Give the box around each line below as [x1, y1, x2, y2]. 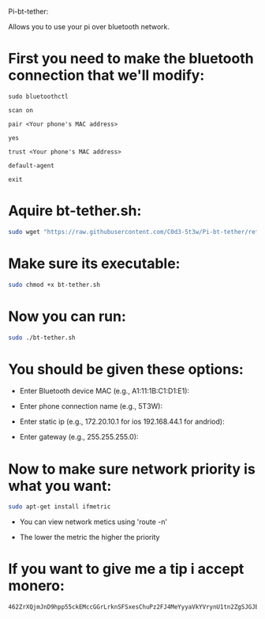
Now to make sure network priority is [8, 460, 256, 477]
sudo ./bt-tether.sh [8, 334, 77, 342]
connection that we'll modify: [8, 66, 205, 85]
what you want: [8, 477, 112, 495]
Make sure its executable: [8, 255, 181, 272]
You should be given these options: [8, 360, 244, 378]
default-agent [8, 161, 55, 169]
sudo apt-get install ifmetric [8, 503, 111, 511]
